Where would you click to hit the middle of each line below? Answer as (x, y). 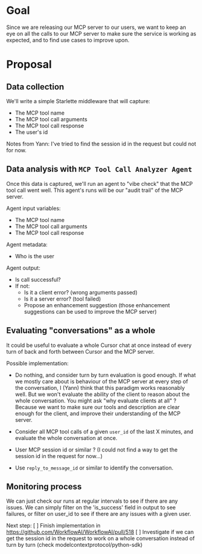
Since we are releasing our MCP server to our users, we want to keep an (96, 27)
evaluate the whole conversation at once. (66, 438)
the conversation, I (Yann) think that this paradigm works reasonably (100, 387)
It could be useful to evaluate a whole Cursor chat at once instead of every (99, 345)
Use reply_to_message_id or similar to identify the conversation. (94, 468)
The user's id (31, 132)
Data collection (35, 87)
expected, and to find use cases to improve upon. (68, 40)
